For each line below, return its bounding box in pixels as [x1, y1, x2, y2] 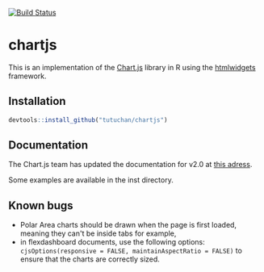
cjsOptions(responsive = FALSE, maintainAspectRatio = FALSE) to [19, 246, 242, 256]
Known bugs [8, 199, 74, 212]
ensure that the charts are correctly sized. [19, 254, 160, 264]
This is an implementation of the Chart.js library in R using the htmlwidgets [8, 62, 256, 72]
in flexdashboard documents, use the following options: [19, 237, 205, 247]
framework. [8, 71, 47, 81]
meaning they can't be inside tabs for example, [19, 228, 177, 238]
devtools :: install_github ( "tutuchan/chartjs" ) [8, 115, 168, 124]
